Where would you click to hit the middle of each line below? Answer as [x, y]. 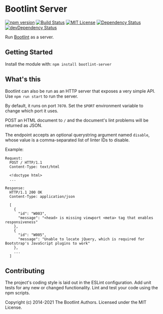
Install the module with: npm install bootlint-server [58, 64]
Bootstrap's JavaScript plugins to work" [48, 243]
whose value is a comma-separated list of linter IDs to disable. [67, 140]
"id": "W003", [32, 213]
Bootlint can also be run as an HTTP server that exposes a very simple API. [80, 91]
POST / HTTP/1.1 [26, 162]
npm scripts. [18, 293]
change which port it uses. [32, 111]
